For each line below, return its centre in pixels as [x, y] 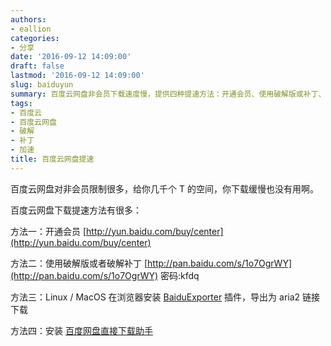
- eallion [31, 29]
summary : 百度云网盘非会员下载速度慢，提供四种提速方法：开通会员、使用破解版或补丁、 [168, 94]
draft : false [37, 66]
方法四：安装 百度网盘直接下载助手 [81, 330]
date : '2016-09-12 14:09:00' [71, 57]
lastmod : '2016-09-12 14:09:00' [77, 76]
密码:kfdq [180, 275]
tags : [21, 103]
